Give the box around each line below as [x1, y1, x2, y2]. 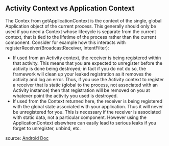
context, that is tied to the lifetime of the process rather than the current [5, 34, 157, 40]
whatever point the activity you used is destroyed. [12, 92, 118, 99]
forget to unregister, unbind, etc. [12, 125, 81, 131]
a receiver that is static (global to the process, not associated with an [12, 82, 158, 88]
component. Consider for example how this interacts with [5, 39, 126, 45]
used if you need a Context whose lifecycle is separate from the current [5, 28, 156, 35]
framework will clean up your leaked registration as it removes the [12, 71, 152, 77]
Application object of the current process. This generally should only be [5, 23, 157, 29]
